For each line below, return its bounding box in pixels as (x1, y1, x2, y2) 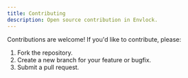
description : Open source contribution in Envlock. (7, 16, 158, 23)
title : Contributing (7, 10, 67, 17)
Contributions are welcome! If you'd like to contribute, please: (7, 35, 182, 43)
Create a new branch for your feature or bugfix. (16, 55, 152, 64)
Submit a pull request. (16, 63, 80, 71)
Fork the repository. (16, 49, 73, 57)
